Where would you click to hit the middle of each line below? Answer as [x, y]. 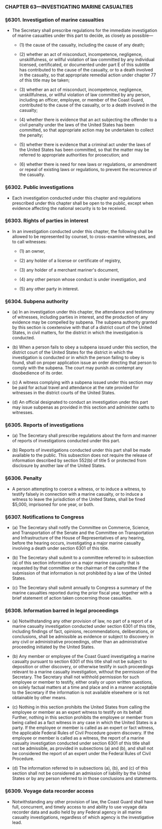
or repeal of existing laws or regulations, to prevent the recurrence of [88, 170]
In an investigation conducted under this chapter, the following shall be [82, 231]
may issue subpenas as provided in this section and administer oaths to [83, 407]
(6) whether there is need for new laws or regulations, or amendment [88, 164]
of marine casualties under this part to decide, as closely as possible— [82, 35]
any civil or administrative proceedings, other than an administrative [80, 642]
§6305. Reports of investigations [44, 425]
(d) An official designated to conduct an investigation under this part [80, 402]
